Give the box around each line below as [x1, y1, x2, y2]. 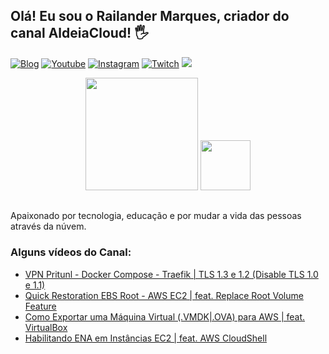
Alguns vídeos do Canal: [10, 245, 132, 259]
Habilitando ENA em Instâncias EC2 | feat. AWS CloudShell [24, 332, 268, 344]
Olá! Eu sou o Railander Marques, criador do [10, 8, 290, 25]
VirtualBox [24, 321, 68, 333]
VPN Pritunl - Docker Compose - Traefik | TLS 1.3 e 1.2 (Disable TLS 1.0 [24, 268, 319, 280]
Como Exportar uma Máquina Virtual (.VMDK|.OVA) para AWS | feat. [24, 310, 306, 323]
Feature [24, 300, 57, 312]
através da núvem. [10, 220, 87, 233]
